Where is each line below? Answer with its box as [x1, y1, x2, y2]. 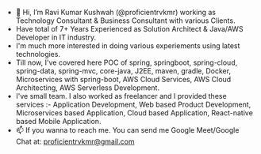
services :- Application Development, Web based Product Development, [15, 100, 251, 109]
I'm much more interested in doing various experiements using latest [15, 41, 240, 51]
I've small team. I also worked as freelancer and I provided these [15, 92, 228, 100]
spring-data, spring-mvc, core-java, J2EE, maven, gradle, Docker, [15, 66, 232, 75]
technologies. [15, 50, 61, 58]
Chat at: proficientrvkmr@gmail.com [15, 137, 135, 146]
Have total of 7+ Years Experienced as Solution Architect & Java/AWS [15, 24, 244, 33]
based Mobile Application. [15, 117, 102, 126]
